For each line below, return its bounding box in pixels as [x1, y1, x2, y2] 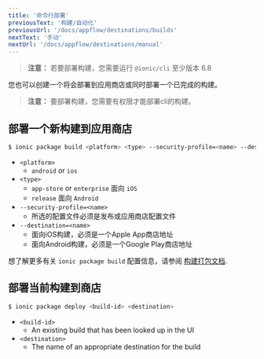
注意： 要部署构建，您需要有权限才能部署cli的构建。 [27, 97, 196, 106]
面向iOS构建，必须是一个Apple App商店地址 [31, 229, 174, 239]
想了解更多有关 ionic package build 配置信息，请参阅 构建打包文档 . [8, 256, 228, 266]
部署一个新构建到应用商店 [8, 122, 132, 135]
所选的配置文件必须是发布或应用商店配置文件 [31, 211, 177, 221]
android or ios [31, 166, 78, 175]
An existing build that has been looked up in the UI [31, 325, 195, 335]
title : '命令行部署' [8, 11, 69, 20]
